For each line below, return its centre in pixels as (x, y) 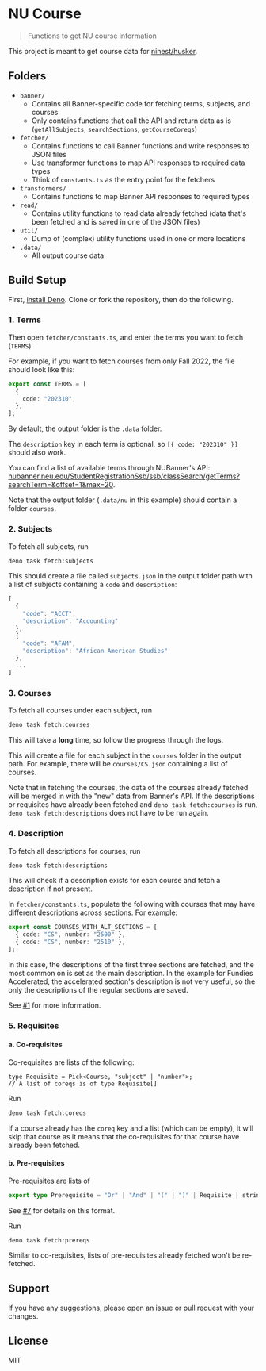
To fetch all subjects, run (48, 546)
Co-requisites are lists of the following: (71, 1062)
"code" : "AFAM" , (49, 643)
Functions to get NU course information (92, 36)
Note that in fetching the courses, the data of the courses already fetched (128, 788)
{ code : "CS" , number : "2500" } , (70, 935)
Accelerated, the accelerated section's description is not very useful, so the (132, 981)
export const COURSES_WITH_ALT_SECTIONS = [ (83, 927)
